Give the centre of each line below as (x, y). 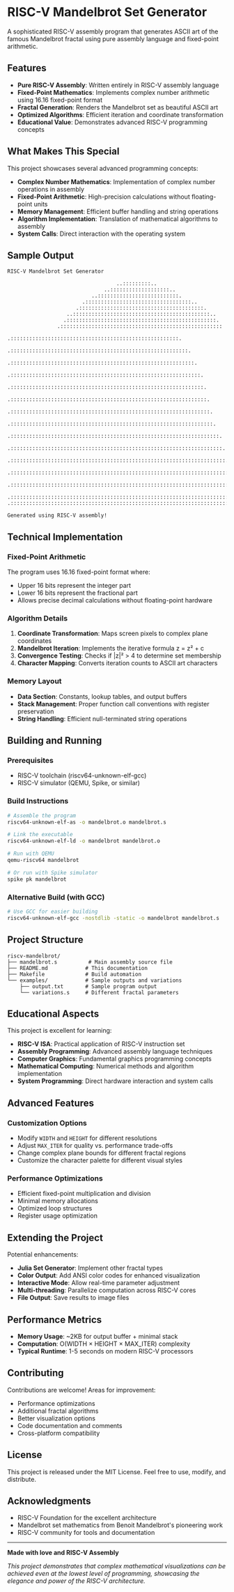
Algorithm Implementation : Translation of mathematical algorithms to (117, 219)
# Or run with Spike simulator (53, 872)
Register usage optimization (57, 1216)
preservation (36, 711)
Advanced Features (51, 1103)
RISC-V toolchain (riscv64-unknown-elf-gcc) (82, 775)
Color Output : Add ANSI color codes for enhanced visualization (109, 1275)
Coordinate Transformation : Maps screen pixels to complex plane (112, 634)
